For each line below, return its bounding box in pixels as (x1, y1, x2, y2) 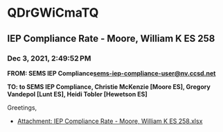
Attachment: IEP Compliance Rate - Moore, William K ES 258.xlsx (17, 117, 203, 125)
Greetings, (7, 103, 37, 112)
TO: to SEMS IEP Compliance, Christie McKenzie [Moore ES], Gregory (7, 82, 211, 91)
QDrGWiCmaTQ (7, 5, 99, 21)
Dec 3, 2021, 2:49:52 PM (7, 53, 91, 63)
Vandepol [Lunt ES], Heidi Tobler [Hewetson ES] (7, 90, 148, 98)
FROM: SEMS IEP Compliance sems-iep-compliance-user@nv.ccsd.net (7, 69, 216, 77)
